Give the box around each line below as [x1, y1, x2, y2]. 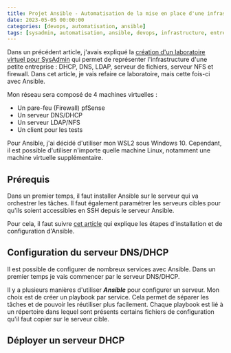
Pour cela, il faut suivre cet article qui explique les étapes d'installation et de [7, 220, 223, 228]
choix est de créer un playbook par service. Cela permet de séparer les [7, 293, 210, 301]
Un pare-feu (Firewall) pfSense [16, 104, 105, 112]
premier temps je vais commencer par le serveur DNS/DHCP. [7, 272, 180, 280]
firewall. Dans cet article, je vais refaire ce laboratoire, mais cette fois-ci [7, 70, 210, 78]
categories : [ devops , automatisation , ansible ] [7, 23, 146, 30]
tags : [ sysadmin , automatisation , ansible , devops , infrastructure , [7, 29, 208, 36]
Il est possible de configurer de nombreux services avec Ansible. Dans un [7, 265, 216, 273]
